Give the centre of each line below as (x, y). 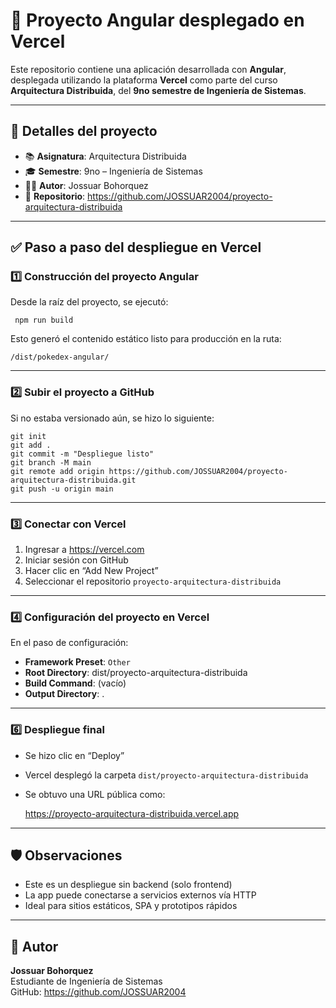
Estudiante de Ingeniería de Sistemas (86, 981)
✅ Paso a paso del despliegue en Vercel (136, 247)
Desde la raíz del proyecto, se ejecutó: (89, 302)
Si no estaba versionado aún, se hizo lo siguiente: (112, 418)
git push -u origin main (62, 489)
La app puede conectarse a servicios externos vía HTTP (140, 895)
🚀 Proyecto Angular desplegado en (157, 20)
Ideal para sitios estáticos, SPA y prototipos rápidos (131, 906)
